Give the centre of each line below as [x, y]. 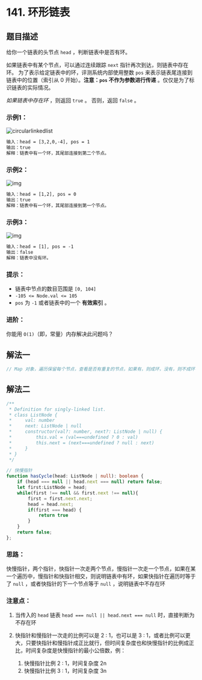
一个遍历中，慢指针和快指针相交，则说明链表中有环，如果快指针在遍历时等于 [101, 576]
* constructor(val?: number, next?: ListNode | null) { [86, 432]
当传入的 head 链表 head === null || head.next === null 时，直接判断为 [105, 615]
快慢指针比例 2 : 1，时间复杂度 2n [65, 663]
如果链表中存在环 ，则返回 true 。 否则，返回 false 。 [73, 100]
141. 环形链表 [38, 12]
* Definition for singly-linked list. [57, 409]
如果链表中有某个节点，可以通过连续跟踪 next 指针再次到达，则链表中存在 [97, 65]
